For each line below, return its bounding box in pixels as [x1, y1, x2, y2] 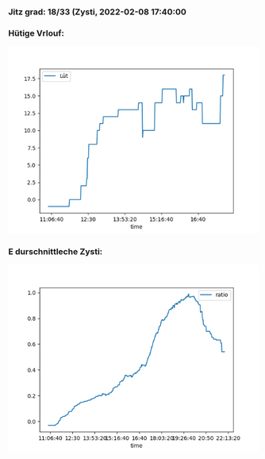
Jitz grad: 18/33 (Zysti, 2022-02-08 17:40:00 [8, 6, 186, 17]
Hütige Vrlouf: [8, 27, 65, 38]
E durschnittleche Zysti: [8, 246, 103, 257]
